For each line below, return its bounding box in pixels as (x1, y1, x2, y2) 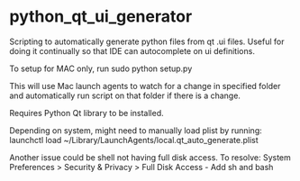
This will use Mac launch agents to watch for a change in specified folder (9, 80, 281, 91)
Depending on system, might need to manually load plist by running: (9, 124, 263, 136)
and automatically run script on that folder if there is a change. (9, 90, 241, 101)
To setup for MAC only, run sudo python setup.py (9, 63, 193, 74)
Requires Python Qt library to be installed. (9, 107, 164, 118)
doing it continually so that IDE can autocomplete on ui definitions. (9, 45, 255, 56)
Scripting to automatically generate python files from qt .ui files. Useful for (9, 36, 285, 47)
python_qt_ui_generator (9, 6, 193, 27)
